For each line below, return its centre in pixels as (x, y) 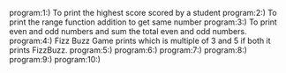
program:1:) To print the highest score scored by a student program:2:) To (143, 13)
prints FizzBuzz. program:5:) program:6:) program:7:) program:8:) (128, 50)
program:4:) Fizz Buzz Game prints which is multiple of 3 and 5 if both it (140, 40)
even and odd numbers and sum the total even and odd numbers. (128, 31)
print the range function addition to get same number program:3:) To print (143, 22)
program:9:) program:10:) (55, 59)
